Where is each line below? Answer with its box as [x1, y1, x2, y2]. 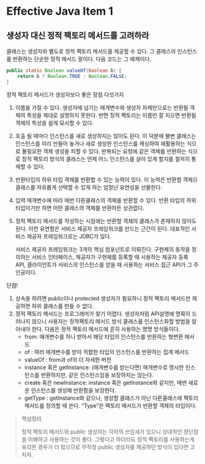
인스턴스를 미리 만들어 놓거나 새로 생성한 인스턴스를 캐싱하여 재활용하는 [15, 140, 185, 147]
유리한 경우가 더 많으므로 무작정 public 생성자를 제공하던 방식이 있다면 [21, 443, 189, 451]
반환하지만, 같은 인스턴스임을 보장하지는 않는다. [40, 371, 154, 378]
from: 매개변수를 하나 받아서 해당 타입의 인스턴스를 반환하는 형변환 [24, 333, 184, 340]
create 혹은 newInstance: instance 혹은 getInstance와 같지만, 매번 [24, 379, 187, 386]
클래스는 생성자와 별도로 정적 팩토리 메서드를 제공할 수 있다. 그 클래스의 [6, 48, 176, 55]
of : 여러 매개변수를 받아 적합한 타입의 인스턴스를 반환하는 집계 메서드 [24, 348, 190, 356]
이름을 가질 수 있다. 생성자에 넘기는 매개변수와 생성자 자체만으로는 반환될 [15, 104, 188, 111]
